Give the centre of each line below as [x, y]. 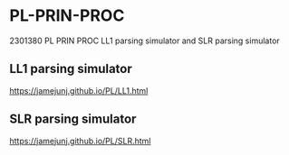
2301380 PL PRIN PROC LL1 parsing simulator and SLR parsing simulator [145, 41]
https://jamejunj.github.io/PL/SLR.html [80, 141]
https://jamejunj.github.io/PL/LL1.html [79, 90]
